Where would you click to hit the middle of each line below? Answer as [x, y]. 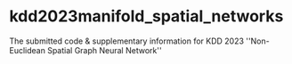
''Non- [258, 41]
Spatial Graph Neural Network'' [105, 50]
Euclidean [28, 50]
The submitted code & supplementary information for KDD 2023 [127, 41]
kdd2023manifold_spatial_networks [146, 16]
